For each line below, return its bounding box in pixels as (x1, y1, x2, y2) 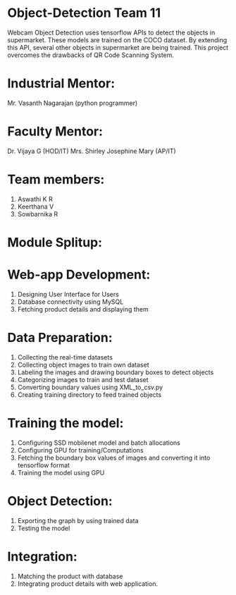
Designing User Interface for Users (17, 290, 120, 298)
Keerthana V (17, 202, 54, 211)
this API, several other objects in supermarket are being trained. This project (7, 43, 229, 51)
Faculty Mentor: (7, 123, 104, 140)
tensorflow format (17, 460, 70, 470)
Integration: (7, 548, 77, 565)
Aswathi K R (17, 195, 53, 203)
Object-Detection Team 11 (7, 5, 161, 21)
